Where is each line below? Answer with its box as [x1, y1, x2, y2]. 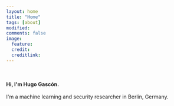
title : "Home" [6, 14, 41, 20]
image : [6, 36, 22, 42]
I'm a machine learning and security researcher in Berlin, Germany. [6, 93, 169, 100]
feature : [11, 42, 33, 47]
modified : [6, 25, 31, 31]
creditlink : [11, 52, 41, 58]
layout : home [6, 8, 38, 15]
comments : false [6, 30, 46, 36]
